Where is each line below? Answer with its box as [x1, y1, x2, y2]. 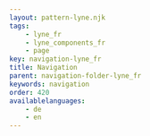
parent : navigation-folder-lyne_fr [9, 72, 142, 81]
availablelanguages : [9, 96, 87, 106]
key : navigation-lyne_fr [9, 55, 102, 64]
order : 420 [9, 88, 50, 97]
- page [25, 47, 50, 55]
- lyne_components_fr [25, 38, 105, 47]
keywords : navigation [9, 80, 90, 89]
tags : [9, 21, 29, 30]
